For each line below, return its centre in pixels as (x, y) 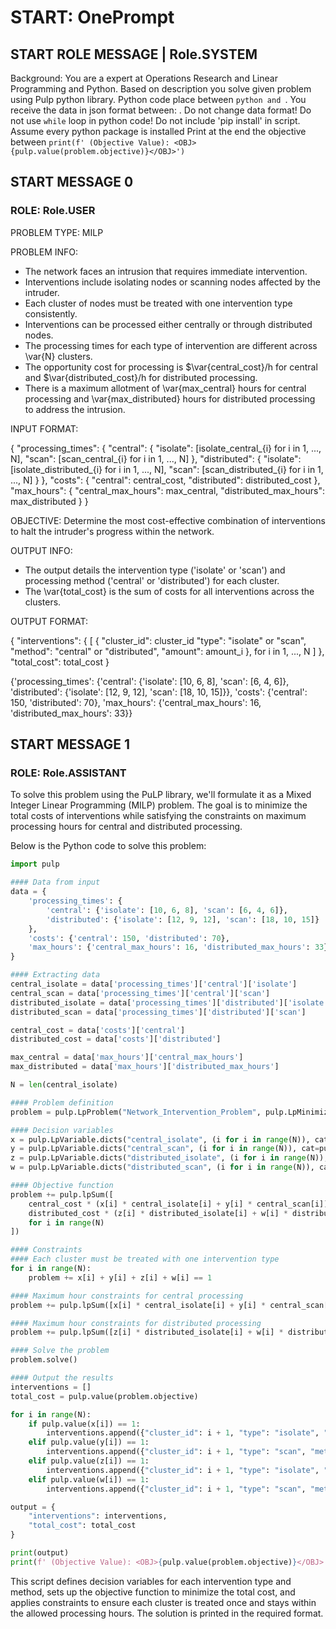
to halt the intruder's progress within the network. (112, 531)
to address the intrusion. (75, 409)
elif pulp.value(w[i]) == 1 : (89, 1479)
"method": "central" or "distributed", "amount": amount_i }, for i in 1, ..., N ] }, (167, 651)
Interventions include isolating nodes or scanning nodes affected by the (172, 282)
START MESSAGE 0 (72, 182)
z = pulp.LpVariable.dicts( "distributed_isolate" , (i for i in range (158, 1158)
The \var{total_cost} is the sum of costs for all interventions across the (169, 591)
